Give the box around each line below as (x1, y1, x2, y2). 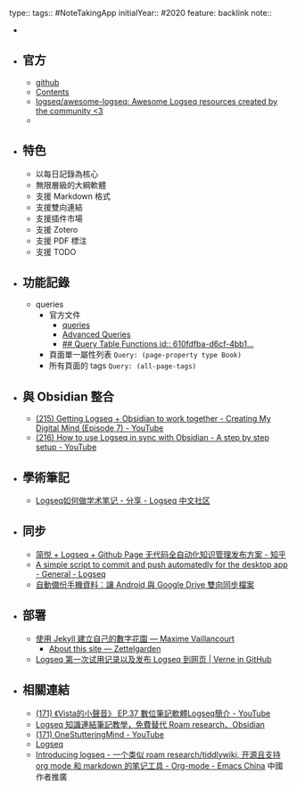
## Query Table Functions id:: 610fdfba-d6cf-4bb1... (62, 339, 254, 350)
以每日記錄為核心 (35, 169, 99, 179)
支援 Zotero (35, 224, 78, 235)
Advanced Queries (62, 329, 131, 340)
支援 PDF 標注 (35, 235, 87, 246)
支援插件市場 (35, 213, 83, 224)
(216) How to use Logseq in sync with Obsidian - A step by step (35, 432, 270, 443)
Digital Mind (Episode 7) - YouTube (35, 423, 164, 433)
